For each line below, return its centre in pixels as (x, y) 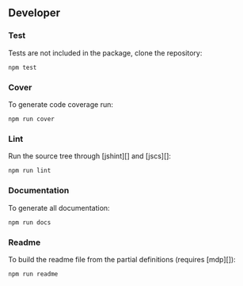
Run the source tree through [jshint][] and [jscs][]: (90, 156)
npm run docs (30, 222)
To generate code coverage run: (61, 104)
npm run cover (32, 119)
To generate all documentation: (59, 208)
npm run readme (33, 274)
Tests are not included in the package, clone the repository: (105, 53)
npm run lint (30, 171)
